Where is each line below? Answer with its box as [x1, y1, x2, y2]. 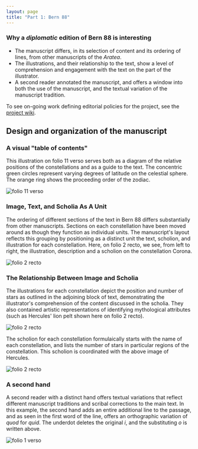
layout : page [6, 8, 38, 15]
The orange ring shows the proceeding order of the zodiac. [6, 176, 151, 184]
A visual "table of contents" [6, 144, 88, 152]
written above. [6, 425, 41, 432]
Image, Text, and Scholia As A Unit [6, 203, 107, 211]
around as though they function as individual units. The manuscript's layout [6, 229, 190, 236]
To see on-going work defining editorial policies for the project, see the [6, 102, 180, 110]
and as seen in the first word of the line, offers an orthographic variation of [6, 413, 188, 420]
